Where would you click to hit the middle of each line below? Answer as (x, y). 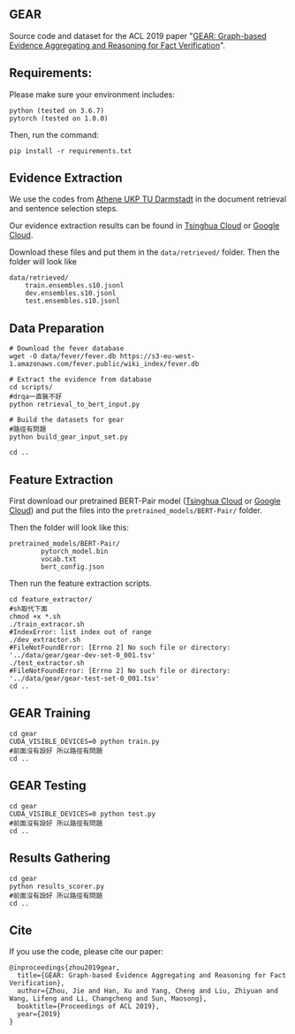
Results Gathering (60, 858)
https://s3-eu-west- (158, 356)
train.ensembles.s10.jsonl (75, 286)
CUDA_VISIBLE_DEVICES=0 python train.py (85, 741)
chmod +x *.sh (35, 617)
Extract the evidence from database (84, 379)
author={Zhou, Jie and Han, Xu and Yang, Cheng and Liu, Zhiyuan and (147, 991)
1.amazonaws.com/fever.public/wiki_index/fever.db (104, 364)
